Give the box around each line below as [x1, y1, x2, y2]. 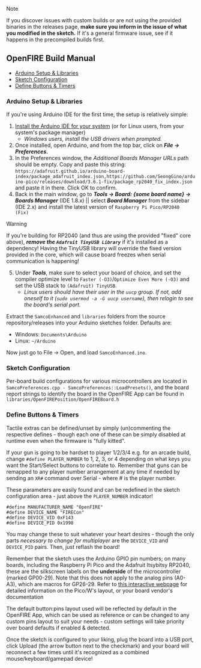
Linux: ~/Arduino [14, 337, 56, 345]
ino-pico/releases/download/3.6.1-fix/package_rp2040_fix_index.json [14, 179, 193, 185]
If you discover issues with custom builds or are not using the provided [6, 17, 182, 23]
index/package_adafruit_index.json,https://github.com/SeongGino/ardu [14, 174, 196, 180]
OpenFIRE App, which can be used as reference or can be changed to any [6, 611, 190, 619]
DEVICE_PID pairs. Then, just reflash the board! [6, 543, 120, 550]
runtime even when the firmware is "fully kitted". [6, 437, 126, 444]
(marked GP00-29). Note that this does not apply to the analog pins [6, 574, 173, 581]
